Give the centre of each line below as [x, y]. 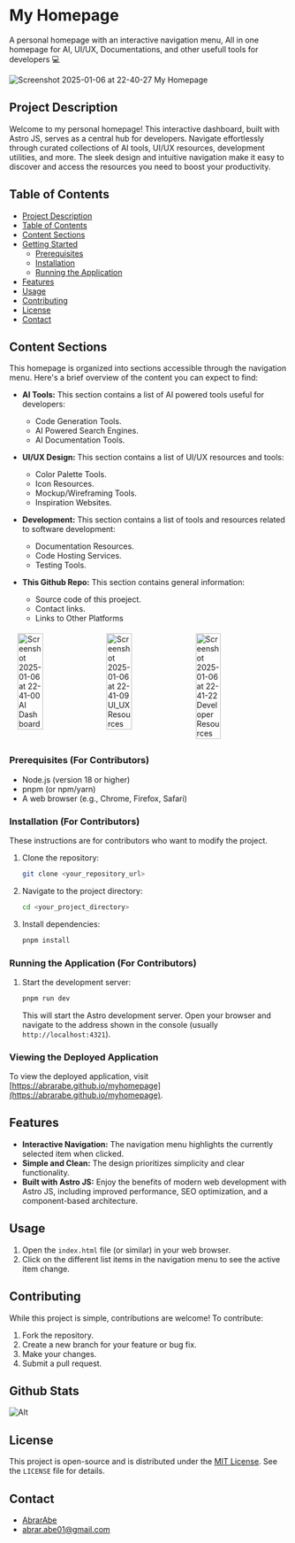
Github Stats [44, 1391]
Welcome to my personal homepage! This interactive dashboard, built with [144, 128]
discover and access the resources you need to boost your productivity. [140, 166]
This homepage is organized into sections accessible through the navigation [148, 368]
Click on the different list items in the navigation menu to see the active [151, 1259]
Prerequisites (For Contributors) [79, 760]
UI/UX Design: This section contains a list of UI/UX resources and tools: [153, 458]
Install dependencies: [61, 924]
